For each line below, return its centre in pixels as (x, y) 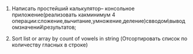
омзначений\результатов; (44, 27)
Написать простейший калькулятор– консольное (73, 9)
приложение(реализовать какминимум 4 (63, 15)
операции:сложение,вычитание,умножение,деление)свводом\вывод (99, 21)
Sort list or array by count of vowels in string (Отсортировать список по (99, 38)
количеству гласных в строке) (50, 45)
